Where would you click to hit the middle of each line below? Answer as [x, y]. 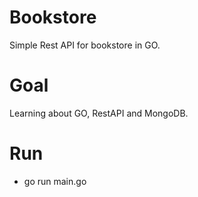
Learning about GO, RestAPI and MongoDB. [99, 113]
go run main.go [55, 181]
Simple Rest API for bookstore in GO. [85, 45]
